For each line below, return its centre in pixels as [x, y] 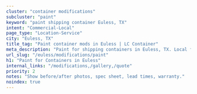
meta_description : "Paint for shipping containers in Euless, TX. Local [97, 50]
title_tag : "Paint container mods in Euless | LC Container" [82, 44]
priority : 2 [21, 71]
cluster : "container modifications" [51, 11]
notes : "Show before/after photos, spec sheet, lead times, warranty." [95, 76]
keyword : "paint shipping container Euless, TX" [67, 22]
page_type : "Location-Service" [44, 33]
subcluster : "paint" [31, 17]
